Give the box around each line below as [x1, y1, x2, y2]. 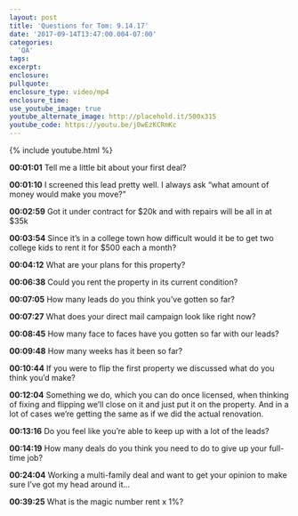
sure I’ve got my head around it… [9, 480, 131, 489]
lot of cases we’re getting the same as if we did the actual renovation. [9, 408, 264, 419]
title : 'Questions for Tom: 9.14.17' [9, 21, 149, 30]
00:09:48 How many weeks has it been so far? [9, 346, 183, 356]
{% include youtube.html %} [9, 145, 113, 156]
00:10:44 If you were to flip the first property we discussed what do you [9, 363, 275, 374]
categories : [9, 37, 53, 47]
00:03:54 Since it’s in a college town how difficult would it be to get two [9, 233, 274, 243]
